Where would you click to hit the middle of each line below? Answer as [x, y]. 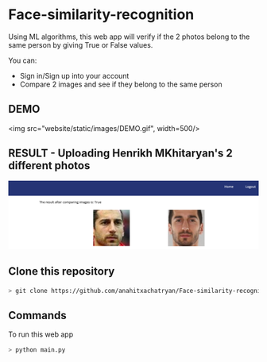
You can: [23, 60]
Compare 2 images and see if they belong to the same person [121, 84]
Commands [38, 315]
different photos [49, 166]
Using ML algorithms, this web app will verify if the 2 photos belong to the [129, 37]
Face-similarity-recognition [101, 15]
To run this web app [41, 334]
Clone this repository [62, 271]
